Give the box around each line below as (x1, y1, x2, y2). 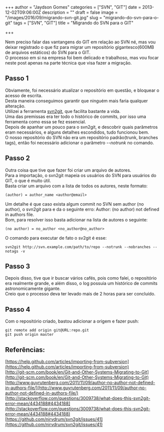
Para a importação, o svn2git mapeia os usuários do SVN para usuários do (5, 172, 157, 178)
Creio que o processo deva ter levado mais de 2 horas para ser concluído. (5, 291, 156, 297)
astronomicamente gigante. (5, 286, 61, 291)
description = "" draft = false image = (42, 9, 118, 15)
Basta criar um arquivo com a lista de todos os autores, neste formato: (5, 182, 148, 189)
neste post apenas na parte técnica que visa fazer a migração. (5, 60, 132, 66)
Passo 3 (5, 262, 31, 271)
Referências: (5, 345, 45, 354)
